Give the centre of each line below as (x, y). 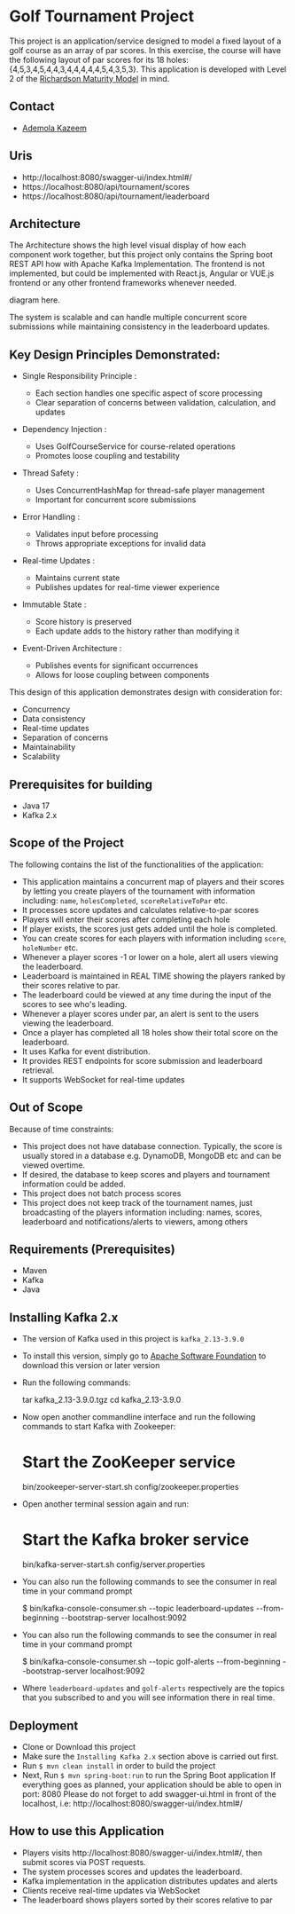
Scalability (41, 757)
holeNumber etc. (50, 948)
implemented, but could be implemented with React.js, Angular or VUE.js (142, 273)
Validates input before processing (97, 534)
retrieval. (38, 1070)
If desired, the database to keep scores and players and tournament (146, 1174)
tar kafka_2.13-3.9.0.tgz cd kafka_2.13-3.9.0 (101, 1400)
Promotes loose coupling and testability (107, 456)
